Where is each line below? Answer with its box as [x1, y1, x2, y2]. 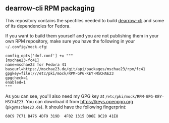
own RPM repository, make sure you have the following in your [5, 38, 135, 44]
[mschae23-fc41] [5, 58, 39, 63]
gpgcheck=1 [5, 75, 28, 80]
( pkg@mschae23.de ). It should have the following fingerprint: [5, 104, 127, 110]
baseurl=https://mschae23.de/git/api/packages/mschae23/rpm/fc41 [5, 66, 145, 71]
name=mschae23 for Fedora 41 [5, 62, 67, 67]
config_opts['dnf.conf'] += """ [5, 53, 73, 58]
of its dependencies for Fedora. [5, 23, 71, 29]
